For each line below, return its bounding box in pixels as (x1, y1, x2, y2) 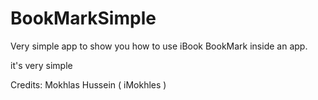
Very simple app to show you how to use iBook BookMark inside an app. (10, 40, 308, 52)
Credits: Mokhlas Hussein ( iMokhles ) (10, 78, 167, 91)
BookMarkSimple (10, 7, 157, 30)
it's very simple (10, 59, 73, 71)
